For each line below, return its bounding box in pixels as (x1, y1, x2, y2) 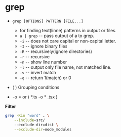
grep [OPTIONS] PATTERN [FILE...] (12, 19, 83, 24)
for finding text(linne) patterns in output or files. (19, 27, 117, 33)
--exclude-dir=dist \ (14, 122, 58, 127)
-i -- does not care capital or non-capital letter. (19, 38, 117, 44)
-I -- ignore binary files (19, 43, 68, 49)
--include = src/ (14, 118, 45, 123)
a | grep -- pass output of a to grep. (19, 33, 95, 39)
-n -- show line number (19, 59, 67, 65)
